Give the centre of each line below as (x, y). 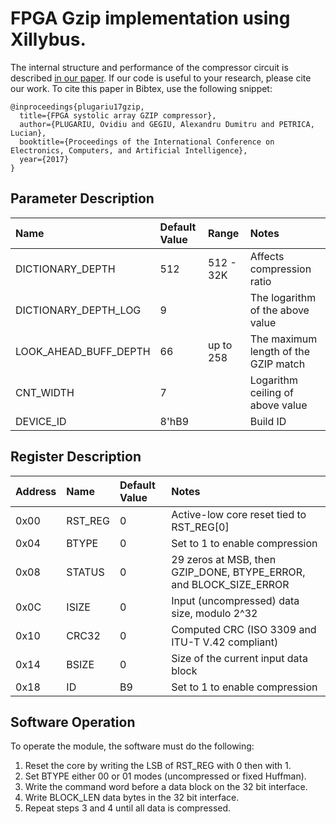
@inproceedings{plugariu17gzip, (77, 107)
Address (36, 491)
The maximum (283, 339)
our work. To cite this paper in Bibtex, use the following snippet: (141, 88)
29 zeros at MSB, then (224, 559)
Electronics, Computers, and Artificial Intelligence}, (129, 150)
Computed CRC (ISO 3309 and (244, 629)
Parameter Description (82, 198)
